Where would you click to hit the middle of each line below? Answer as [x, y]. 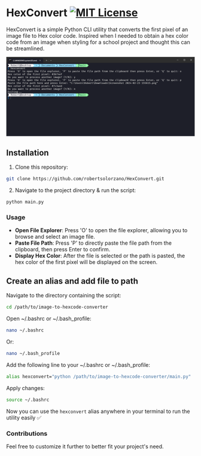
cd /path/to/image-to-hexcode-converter [57, 307]
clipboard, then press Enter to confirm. [63, 250]
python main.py [25, 202]
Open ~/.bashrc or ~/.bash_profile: [49, 319]
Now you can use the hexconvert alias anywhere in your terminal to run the [98, 411]
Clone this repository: [41, 167]
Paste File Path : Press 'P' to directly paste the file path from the [93, 243]
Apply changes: [25, 388]
